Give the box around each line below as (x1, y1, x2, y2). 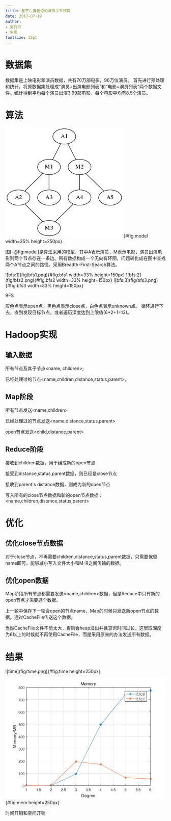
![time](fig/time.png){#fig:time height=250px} (5, 668, 101, 675)
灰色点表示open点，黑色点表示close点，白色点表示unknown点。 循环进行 (5, 303, 159, 309)
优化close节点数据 (5, 539, 64, 548)
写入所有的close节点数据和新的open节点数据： (5, 492, 103, 498)
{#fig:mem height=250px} (5, 800, 60, 806)
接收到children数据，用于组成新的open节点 (5, 459, 96, 466)
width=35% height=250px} (5, 238, 63, 244)
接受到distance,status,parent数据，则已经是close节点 (5, 470, 117, 476)
